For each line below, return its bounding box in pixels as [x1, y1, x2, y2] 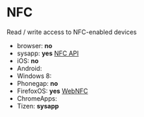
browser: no [16, 41, 53, 50]
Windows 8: [16, 72, 52, 80]
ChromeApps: [16, 94, 57, 103]
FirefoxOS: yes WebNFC [16, 87, 88, 95]
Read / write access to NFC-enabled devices [6, 28, 137, 36]
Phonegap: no [16, 79, 59, 87]
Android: [16, 64, 42, 72]
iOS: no [16, 56, 40, 65]
